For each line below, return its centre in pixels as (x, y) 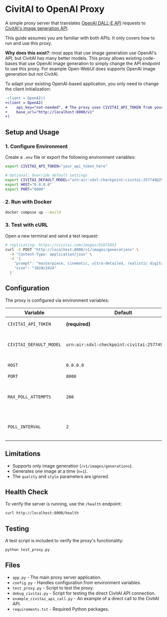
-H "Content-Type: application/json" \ (51, 254)
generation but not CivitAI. (32, 74)
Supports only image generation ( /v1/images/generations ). (73, 466)
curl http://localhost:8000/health (42, 513)
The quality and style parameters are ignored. (61, 476)
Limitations (23, 454)
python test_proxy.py (28, 550)
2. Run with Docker (29, 202)
